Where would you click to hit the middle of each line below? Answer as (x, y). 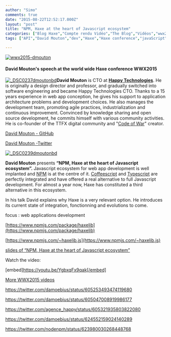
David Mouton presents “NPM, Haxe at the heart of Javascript (72, 163)
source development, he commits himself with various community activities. (85, 118)
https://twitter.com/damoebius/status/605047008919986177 (69, 300)
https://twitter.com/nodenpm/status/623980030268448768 (68, 329)
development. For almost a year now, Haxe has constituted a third (74, 185)
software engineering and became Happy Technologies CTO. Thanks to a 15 (85, 91)
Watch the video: (23, 260)
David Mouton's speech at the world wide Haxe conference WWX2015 (81, 69)
